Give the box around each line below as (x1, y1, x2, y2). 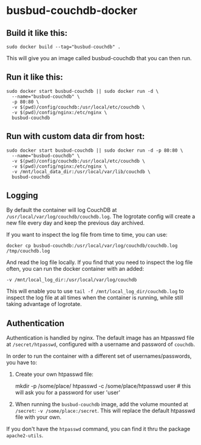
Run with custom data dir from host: (6, 131, 145, 141)
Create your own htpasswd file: (15, 371, 94, 378)
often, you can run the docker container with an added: (6, 265, 145, 273)
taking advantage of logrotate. (6, 301, 82, 308)
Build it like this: (6, 28, 68, 38)
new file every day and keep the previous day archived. (6, 219, 145, 226)
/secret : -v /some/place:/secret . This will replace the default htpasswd (15, 407, 196, 415)
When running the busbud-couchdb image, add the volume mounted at (15, 401, 188, 408)
